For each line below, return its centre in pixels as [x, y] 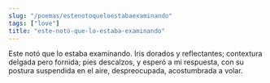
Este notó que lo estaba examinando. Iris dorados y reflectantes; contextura [135, 54]
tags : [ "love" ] [34, 23]
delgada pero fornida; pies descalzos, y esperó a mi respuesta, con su [126, 62]
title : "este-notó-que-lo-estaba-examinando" [87, 31]
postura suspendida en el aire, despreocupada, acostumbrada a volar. [126, 71]
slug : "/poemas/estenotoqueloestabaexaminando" [91, 16]
